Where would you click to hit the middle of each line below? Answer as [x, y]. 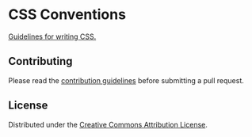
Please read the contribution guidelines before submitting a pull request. [126, 80]
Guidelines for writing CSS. [52, 36]
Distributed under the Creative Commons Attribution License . [108, 124]
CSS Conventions [67, 15]
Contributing [40, 61]
